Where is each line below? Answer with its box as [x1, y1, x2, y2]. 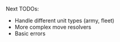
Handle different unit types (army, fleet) [14, 17, 114, 24]
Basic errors [14, 30, 46, 37]
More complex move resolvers [14, 24, 91, 30]
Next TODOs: [6, 5, 39, 12]
